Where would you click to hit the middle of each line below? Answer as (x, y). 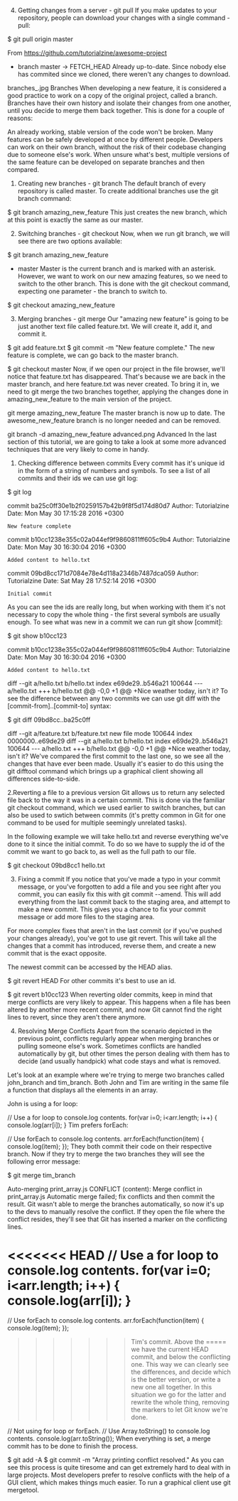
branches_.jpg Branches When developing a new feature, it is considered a (117, 88)
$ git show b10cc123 (37, 636)
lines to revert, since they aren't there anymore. (77, 1017)
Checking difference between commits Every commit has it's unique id (121, 463)
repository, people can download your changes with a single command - (124, 18)
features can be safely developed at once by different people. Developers (115, 139)
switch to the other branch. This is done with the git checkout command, (124, 284)
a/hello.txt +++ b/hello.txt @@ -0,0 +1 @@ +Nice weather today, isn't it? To (118, 691)
